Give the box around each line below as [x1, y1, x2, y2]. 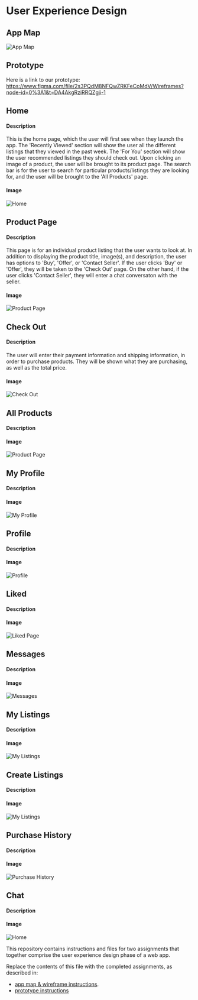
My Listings [6, 710, 50, 720]
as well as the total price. [6, 364, 67, 371]
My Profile [6, 468, 46, 478]
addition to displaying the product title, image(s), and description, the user [6, 253, 187, 260]
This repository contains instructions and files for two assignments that [6, 945, 179, 952]
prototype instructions [14, 986, 69, 994]
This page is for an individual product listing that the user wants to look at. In [6, 247, 193, 254]
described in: [6, 969, 38, 976]
